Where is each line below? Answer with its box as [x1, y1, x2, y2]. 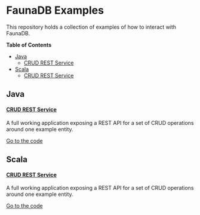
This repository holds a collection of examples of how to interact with [6, 23, 177, 30]
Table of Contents [6, 41, 52, 48]
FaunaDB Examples [6, 4, 104, 17]
